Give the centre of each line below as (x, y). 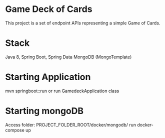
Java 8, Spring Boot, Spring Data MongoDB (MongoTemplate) (68, 57)
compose (15, 130)
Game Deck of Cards (49, 9)
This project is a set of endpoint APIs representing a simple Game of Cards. (83, 23)
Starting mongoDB (44, 111)
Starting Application (48, 77)
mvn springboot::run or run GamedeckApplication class (62, 91)
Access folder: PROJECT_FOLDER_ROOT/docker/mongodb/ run (71, 125)
